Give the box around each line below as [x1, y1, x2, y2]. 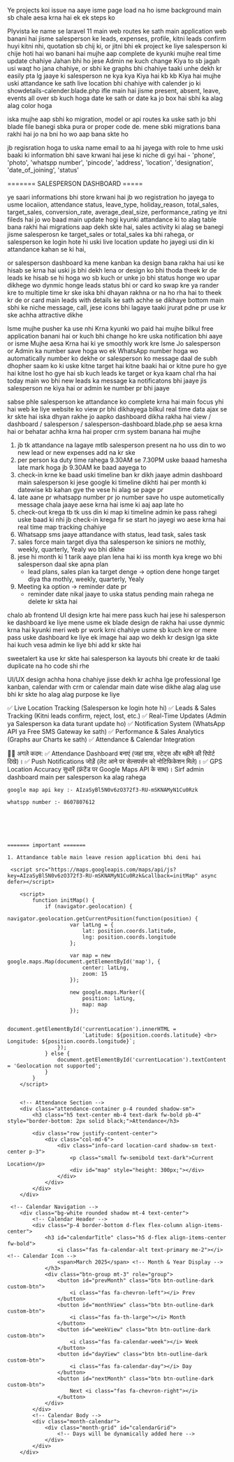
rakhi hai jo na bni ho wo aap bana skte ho [7, 130, 129, 138]
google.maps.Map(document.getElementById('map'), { [7, 958, 161, 965]
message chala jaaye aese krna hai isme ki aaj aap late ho [17, 500, 184, 509]
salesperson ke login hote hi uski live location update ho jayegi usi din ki [7, 238, 214, 246]
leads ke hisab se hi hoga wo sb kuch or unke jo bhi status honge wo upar [7, 273, 221, 282]
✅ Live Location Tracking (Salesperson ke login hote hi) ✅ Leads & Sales [7, 704, 217, 712]
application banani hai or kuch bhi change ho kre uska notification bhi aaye [7, 332, 223, 340]
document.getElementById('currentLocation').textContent [57, 1056, 227, 1063]
